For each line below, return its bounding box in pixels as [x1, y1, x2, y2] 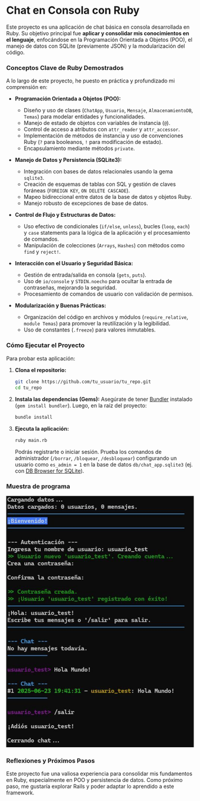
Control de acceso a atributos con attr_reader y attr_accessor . [23, 126, 180, 133]
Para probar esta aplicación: [6, 355, 76, 362]
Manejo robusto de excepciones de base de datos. [23, 200, 148, 207]
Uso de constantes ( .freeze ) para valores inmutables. [23, 326, 156, 333]
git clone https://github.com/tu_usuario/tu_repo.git [14, 379, 151, 385]
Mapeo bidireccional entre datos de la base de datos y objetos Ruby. [23, 194, 192, 201]
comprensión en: [6, 84, 48, 91]
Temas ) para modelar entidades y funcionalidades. [23, 113, 146, 120]
